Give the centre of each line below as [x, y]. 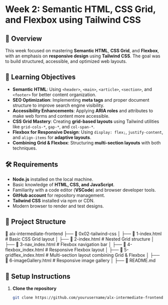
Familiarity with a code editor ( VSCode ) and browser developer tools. [84, 190]
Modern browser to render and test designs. [58, 206]
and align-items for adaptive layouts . [52, 137]
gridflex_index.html [25, 255]
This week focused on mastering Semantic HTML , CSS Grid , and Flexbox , [82, 51]
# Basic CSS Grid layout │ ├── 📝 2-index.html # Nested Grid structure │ [80, 239]
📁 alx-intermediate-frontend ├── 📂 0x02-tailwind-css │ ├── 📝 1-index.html [83, 234]
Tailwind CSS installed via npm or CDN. [53, 200]
